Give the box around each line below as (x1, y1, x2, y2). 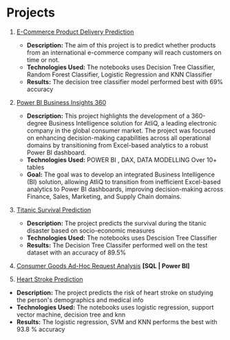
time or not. (26, 55, 60, 63)
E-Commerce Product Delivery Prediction (16, 28, 134, 36)
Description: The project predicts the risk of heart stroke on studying (16, 288, 213, 297)
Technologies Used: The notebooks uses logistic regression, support (16, 303, 214, 311)
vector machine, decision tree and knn (16, 310, 126, 319)
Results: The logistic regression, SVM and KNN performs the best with (16, 317, 218, 326)
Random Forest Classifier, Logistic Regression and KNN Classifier (26, 70, 213, 79)
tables (26, 163, 45, 171)
